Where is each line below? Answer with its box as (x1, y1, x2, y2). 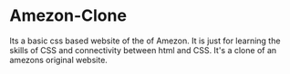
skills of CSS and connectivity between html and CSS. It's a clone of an (9, 44, 277, 55)
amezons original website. (9, 54, 108, 65)
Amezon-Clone (9, 5, 128, 26)
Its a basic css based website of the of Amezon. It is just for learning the (9, 35, 281, 46)
